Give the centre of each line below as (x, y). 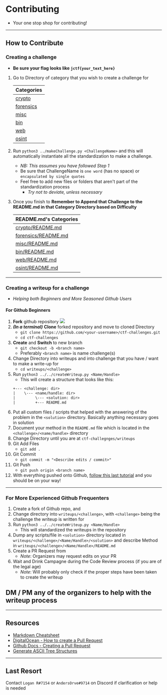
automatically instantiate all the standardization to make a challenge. (83, 156)
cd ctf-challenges (39, 338)
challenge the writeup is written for (49, 519)
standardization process (45, 186)
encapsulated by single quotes (53, 176)
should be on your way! (37, 480)
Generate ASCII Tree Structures (45, 651)
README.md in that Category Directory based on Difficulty (75, 207)
